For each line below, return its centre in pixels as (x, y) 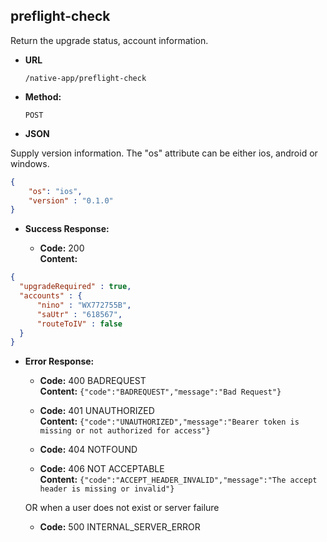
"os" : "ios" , (55, 191)
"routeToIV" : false (79, 324)
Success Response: (67, 229)
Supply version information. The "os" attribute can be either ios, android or (164, 153)
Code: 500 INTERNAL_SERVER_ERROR (120, 527)
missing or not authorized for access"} (125, 431)
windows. (30, 163)
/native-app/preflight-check (85, 78)
